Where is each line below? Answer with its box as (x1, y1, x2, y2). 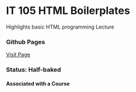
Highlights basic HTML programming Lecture (6, 23, 114, 30)
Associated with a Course (6, 80, 70, 87)
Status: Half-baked (6, 66, 61, 74)
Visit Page (6, 51, 30, 58)
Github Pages (6, 38, 46, 46)
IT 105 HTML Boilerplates (6, 4, 130, 17)
